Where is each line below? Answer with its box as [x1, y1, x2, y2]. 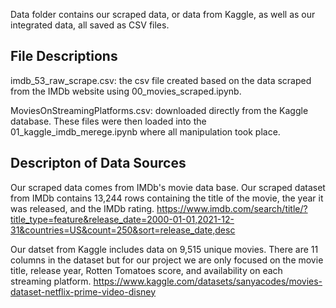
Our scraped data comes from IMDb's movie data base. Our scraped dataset [10, 181, 326, 193]
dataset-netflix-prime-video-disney [10, 285, 157, 298]
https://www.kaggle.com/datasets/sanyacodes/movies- [93, 275, 323, 287]
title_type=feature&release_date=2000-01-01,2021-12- [10, 213, 235, 225]
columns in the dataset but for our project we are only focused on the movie [10, 254, 324, 266]
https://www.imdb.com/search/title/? [156, 202, 308, 214]
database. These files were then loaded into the [10, 115, 207, 127]
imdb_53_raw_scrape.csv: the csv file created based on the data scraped [10, 74, 312, 86]
